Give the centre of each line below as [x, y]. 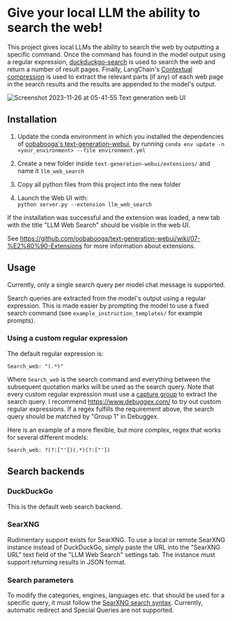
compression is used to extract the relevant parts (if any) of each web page [116, 76]
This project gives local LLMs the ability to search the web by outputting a [113, 47]
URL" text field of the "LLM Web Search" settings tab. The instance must [111, 554]
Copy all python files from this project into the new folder [99, 184]
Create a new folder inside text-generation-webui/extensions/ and [114, 163]
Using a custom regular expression [68, 338]
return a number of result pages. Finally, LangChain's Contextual [100, 69]
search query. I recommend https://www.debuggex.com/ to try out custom [114, 401]
